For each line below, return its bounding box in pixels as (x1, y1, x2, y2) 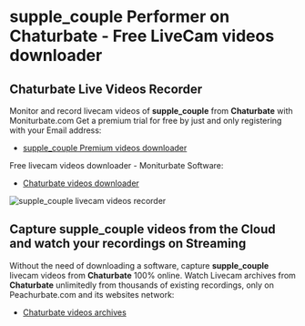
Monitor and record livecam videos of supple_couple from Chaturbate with (9, 106, 293, 116)
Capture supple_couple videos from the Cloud (9, 221, 276, 238)
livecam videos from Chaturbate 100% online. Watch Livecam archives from (9, 270, 296, 280)
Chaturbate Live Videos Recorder (9, 81, 203, 97)
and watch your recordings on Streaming (9, 236, 247, 251)
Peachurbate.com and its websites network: (9, 289, 175, 300)
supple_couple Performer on (9, 6, 230, 27)
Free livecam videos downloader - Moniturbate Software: (9, 160, 224, 170)
